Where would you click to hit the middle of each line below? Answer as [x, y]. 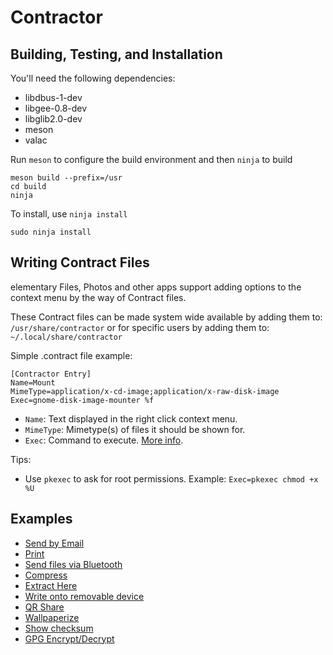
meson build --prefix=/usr [66, 178]
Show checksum [59, 628]
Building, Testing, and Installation [116, 54]
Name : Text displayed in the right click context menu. [131, 418]
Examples [41, 519]
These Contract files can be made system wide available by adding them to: [166, 317]
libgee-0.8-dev [56, 108]
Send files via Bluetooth [73, 564]
